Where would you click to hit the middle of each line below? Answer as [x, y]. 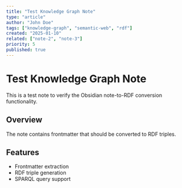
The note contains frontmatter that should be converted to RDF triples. [91, 134]
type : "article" [26, 17]
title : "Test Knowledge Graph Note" [51, 11]
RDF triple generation [40, 173]
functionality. [22, 101]
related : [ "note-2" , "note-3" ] [44, 39]
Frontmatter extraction [42, 167]
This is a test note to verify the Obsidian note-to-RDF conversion [84, 95]
